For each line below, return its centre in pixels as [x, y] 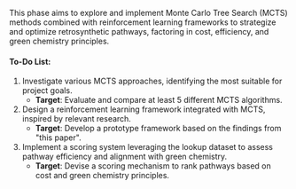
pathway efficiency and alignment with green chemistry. [125, 157]
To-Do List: [30, 61]
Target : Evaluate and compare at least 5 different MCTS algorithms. [159, 100]
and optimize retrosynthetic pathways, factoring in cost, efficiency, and [139, 31]
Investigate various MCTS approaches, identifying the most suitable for [152, 81]
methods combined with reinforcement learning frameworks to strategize [143, 22]
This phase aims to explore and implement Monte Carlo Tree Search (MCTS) [148, 13]
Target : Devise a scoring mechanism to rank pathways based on [153, 166]
